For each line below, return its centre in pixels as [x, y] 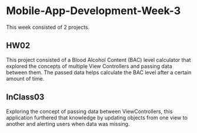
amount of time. [25, 78]
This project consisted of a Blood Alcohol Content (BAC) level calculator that [98, 59]
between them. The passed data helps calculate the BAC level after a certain [99, 72]
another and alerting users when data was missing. [68, 124]
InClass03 [25, 97]
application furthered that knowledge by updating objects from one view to [97, 117]
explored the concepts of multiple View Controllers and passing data [89, 66]
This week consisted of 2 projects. [48, 27]
